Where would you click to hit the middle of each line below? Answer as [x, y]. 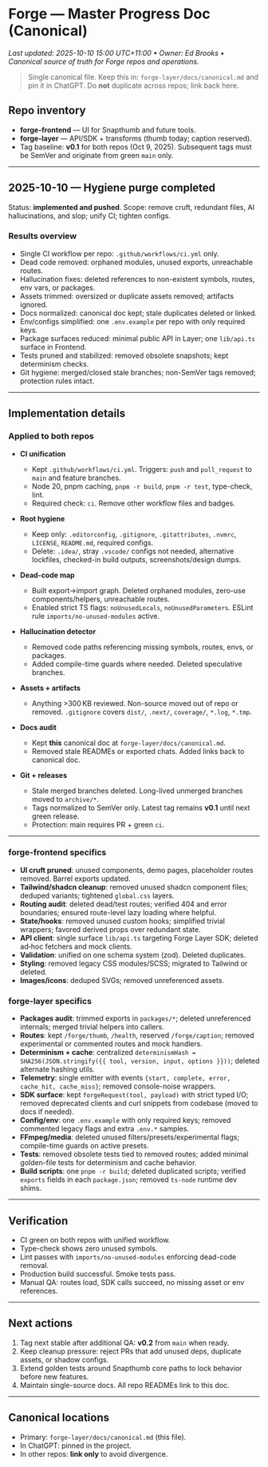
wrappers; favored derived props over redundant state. [110, 929]
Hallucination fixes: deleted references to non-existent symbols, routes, [137, 279]
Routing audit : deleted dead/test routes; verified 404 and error [123, 904]
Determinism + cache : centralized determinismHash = [108, 1053]
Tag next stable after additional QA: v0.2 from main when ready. [124, 1342]
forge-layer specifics [50, 1001]
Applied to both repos [51, 436]
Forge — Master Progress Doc [109, 14]
